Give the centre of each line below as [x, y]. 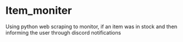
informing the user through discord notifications [63, 32]
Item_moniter [39, 11]
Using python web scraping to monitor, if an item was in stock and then [91, 26]
